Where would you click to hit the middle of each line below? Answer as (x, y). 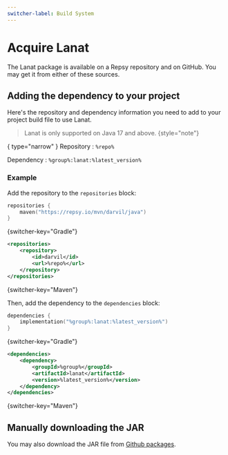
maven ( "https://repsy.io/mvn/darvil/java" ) (83, 212)
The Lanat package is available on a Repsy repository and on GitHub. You (112, 67)
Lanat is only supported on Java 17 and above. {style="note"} (112, 133)
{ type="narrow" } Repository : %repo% (61, 146)
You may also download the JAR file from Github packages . (92, 444)
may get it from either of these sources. (64, 74)
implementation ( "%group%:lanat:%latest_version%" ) (94, 322)
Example (22, 178)
